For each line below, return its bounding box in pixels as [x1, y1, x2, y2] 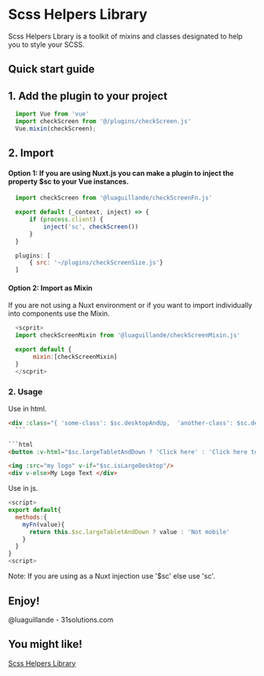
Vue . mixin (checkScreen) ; [15, 124, 97, 133]
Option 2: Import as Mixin [8, 283, 93, 292]
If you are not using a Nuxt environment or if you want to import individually [8, 301, 253, 310]
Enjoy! [8, 594, 40, 608]
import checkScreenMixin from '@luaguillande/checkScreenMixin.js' [15, 331, 241, 339]
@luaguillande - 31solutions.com [8, 615, 114, 624]
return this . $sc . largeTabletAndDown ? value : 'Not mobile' [28, 528, 230, 535]
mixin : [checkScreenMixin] [32, 353, 118, 361]
